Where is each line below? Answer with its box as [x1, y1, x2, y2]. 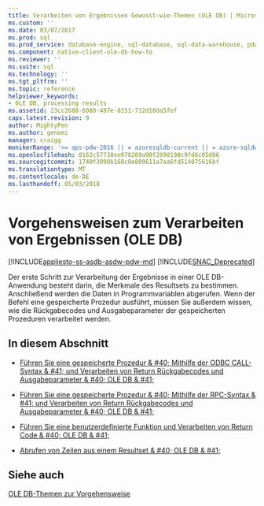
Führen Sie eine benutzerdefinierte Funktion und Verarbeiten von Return [19, 422, 253, 431]
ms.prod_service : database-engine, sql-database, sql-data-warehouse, [8, 41, 244, 49]
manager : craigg [8, 136, 61, 144]
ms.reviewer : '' [8, 56, 61, 64]
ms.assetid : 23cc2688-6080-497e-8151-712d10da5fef [8, 107, 178, 115]
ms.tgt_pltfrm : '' [8, 77, 68, 85]
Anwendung [8, 281, 48, 290]
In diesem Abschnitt [8, 337, 108, 351]
